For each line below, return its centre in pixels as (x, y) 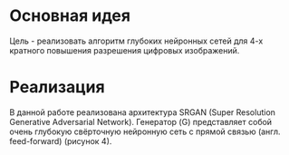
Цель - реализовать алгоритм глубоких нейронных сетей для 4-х (136, 41)
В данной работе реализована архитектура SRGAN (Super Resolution (143, 112)
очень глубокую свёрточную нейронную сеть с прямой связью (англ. (145, 131)
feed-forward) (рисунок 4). (61, 140)
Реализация (58, 87)
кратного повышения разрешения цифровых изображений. (125, 50)
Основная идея (70, 16)
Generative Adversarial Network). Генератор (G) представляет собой (141, 121)
